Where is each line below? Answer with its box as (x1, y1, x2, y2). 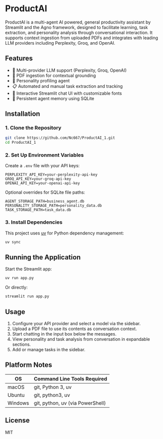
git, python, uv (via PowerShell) (33, 399, 107, 406)
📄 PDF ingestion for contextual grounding (12, 72, 96, 78)
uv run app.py (5, 276, 34, 281)
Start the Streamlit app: (5, 266, 52, 272)
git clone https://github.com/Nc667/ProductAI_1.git (5, 135, 115, 140)
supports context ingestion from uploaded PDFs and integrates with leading (5, 35, 159, 41)
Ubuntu (7, 391, 25, 398)
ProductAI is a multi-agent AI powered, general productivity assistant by (5, 19, 151, 25)
